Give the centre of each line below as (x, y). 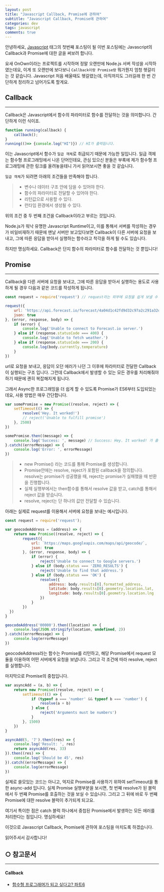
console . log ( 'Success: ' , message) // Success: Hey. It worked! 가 (83, 440)
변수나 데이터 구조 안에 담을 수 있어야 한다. (65, 187)
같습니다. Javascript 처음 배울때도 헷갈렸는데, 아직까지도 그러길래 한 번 (83, 76)
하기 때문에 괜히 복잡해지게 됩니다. (38, 378)
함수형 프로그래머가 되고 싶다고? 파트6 (49, 884)
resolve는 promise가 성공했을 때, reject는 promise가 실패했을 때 (86, 476)
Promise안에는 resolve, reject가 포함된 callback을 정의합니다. (84, 470)
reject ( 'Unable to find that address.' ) (82, 570)
